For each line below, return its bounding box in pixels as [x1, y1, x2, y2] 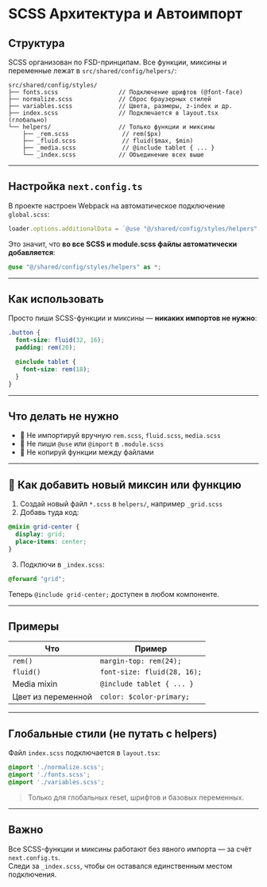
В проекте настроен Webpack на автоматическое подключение [8, 200, 226, 211]
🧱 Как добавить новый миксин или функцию [8, 478, 242, 491]
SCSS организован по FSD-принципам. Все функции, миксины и [8, 57, 227, 67]
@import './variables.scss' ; [8, 778, 105, 786]
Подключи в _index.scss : [19, 560, 105, 569]
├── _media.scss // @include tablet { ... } [22, 144, 215, 152]
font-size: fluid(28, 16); [99, 668, 203, 676]
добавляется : [8, 247, 56, 257]
